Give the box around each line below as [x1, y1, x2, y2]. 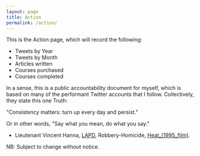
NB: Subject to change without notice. [6, 143, 100, 151]
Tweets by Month [14, 54, 58, 61]
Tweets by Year [14, 48, 54, 55]
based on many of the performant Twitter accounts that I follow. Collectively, [6, 91, 194, 98]
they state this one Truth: [6, 97, 68, 104]
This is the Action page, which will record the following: [6, 36, 143, 43]
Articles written [14, 60, 53, 67]
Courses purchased [14, 67, 64, 74]
